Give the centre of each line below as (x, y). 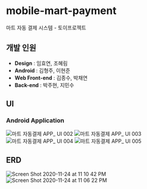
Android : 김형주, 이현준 (42, 70)
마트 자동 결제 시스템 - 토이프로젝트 (46, 28)
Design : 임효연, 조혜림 (41, 63)
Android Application (35, 121)
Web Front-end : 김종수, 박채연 (51, 78)
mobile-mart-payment (61, 11)
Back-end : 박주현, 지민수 (44, 85)
